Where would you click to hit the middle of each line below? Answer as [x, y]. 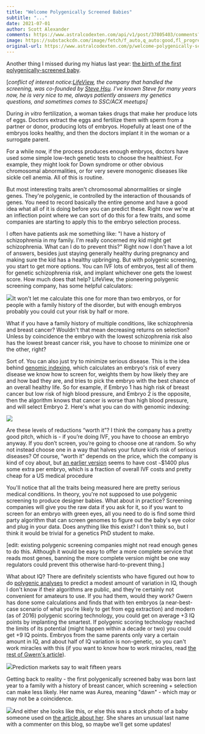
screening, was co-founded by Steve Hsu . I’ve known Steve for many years [101, 88]
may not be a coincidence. [40, 698]
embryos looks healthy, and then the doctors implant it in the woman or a [98, 133]
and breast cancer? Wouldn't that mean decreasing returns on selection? [98, 330]
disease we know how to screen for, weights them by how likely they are [97, 374]
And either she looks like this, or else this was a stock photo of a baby [100, 711]
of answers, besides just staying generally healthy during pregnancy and [98, 253]
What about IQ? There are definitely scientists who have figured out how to [101, 576]
